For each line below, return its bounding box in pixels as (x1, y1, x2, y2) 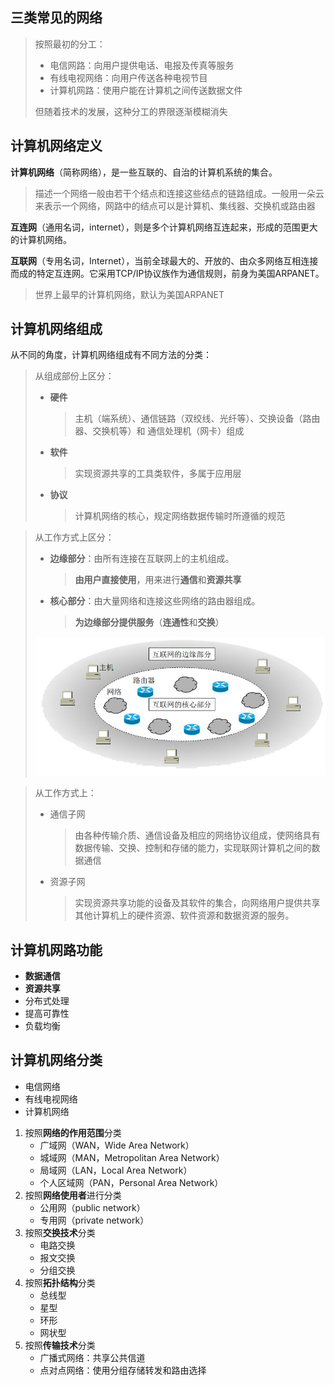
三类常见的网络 (10, 9, 103, 27)
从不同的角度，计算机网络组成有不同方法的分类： (10, 349, 212, 361)
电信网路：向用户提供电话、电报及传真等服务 (49, 59, 235, 71)
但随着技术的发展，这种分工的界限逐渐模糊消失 (34, 105, 228, 117)
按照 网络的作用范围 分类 (24, 1126, 122, 1138)
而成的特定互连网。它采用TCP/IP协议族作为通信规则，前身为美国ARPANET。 (10, 267, 325, 279)
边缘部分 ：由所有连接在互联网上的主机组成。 (49, 553, 235, 565)
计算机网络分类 (10, 1052, 103, 1069)
